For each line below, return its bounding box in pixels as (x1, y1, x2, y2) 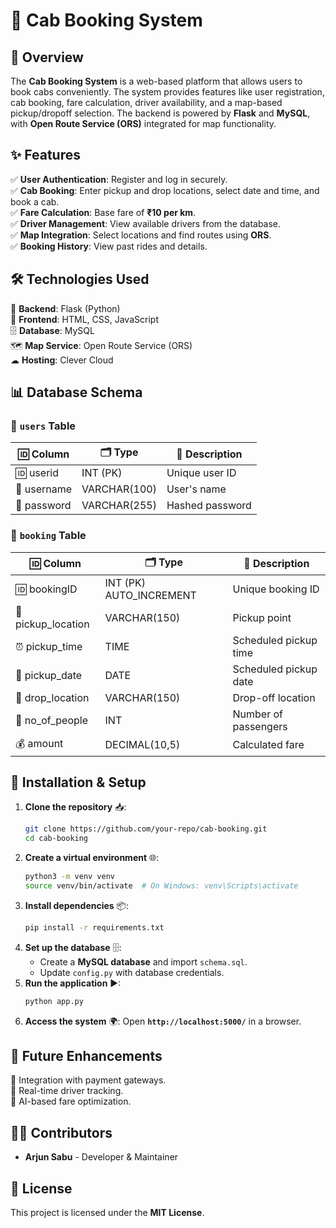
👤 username (15, 482, 73, 496)
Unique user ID (166, 466, 237, 480)
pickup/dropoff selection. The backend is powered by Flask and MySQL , (10, 107, 311, 119)
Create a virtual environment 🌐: (24, 852, 160, 864)
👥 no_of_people (15, 713, 88, 727)
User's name (166, 482, 227, 496)
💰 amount (15, 736, 64, 750)
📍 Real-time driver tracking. (10, 1085, 124, 1097)
